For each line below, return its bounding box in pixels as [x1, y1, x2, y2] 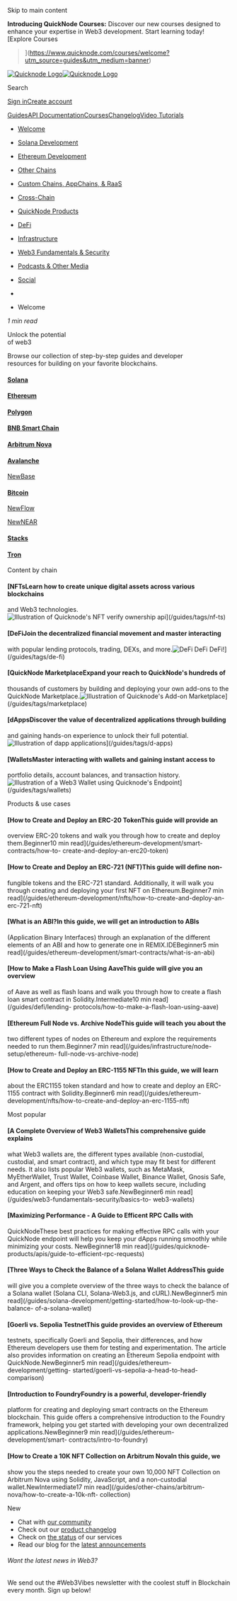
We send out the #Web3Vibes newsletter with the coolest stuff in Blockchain [7, 1578, 231, 1587]
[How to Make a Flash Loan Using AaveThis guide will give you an [7, 964, 203, 973]
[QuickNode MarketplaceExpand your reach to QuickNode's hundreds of [7, 668, 226, 677]
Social [17, 275, 36, 284]
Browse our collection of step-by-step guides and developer [7, 352, 184, 360]
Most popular [7, 1110, 47, 1119]
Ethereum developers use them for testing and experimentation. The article [7, 1343, 226, 1352]
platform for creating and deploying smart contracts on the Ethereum [7, 1406, 209, 1414]
